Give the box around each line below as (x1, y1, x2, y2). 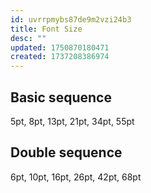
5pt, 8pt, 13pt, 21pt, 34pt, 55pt (10, 115, 135, 127)
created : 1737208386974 (10, 52, 110, 62)
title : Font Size (10, 24, 83, 34)
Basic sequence (10, 89, 112, 106)
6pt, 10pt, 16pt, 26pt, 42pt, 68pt (10, 171, 142, 183)
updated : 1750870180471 (10, 42, 110, 53)
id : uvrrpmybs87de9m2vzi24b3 (10, 14, 132, 25)
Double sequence (10, 144, 123, 161)
